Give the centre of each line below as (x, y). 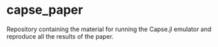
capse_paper (45, 10)
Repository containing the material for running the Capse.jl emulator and (109, 29)
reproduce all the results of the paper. (60, 36)
